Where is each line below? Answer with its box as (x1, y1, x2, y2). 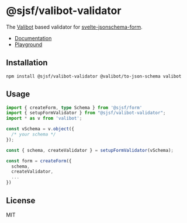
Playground (14, 41, 43, 48)
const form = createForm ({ (6, 158, 72, 164)
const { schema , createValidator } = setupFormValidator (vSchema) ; (6, 147, 174, 153)
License (6, 196, 36, 205)
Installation (6, 58, 48, 68)
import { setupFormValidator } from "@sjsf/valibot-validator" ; (6, 110, 166, 116)
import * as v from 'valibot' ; (6, 116, 82, 121)
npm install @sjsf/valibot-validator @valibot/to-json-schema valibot (6, 73, 182, 79)
